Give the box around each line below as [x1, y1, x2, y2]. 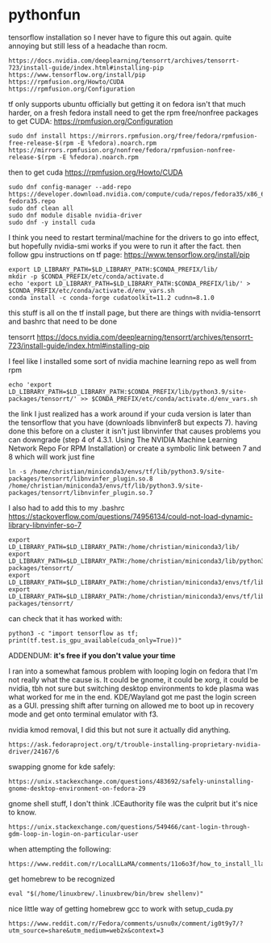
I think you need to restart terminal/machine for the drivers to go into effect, [8, 232, 260, 242]
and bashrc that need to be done [8, 316, 118, 326]
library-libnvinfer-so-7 [8, 520, 82, 530]
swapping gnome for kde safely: [8, 762, 115, 772]
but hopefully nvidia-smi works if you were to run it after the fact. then [8, 241, 242, 251]
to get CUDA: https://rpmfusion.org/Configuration [8, 116, 173, 126]
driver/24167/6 [8, 747, 60, 755]
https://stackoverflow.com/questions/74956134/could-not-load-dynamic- [8, 511, 253, 521]
